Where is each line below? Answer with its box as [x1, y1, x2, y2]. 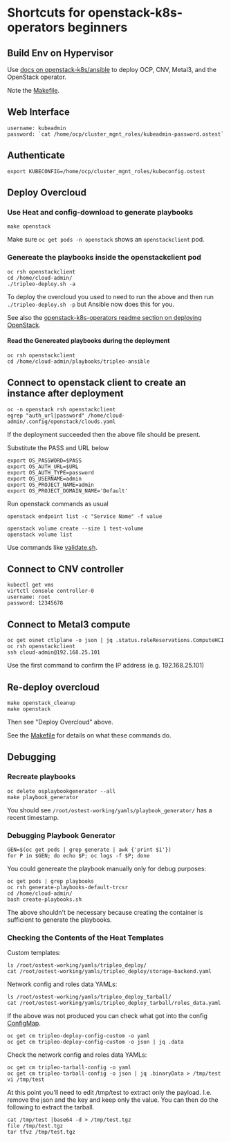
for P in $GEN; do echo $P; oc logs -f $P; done [7, 853, 150, 859]
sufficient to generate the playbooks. [7, 916, 112, 924]
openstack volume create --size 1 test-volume [7, 525, 144, 532]
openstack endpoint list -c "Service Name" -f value [7, 512, 163, 520]
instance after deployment [7, 388, 124, 400]
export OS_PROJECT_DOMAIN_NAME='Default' [7, 487, 129, 494]
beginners [67, 19, 128, 35]
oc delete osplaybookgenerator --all [7, 787, 116, 794]
